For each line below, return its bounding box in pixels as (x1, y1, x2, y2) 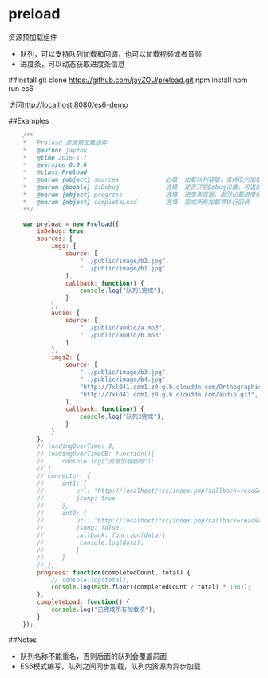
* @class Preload (22, 168, 88, 176)
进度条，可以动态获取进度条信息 (19, 59, 125, 69)
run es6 (8, 83, 33, 93)
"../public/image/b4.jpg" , (79, 376, 170, 384)
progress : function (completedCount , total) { (37, 568, 191, 577)
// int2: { (37, 509, 88, 517)
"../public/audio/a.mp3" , (79, 324, 166, 332)
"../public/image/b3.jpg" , (79, 369, 170, 376)
